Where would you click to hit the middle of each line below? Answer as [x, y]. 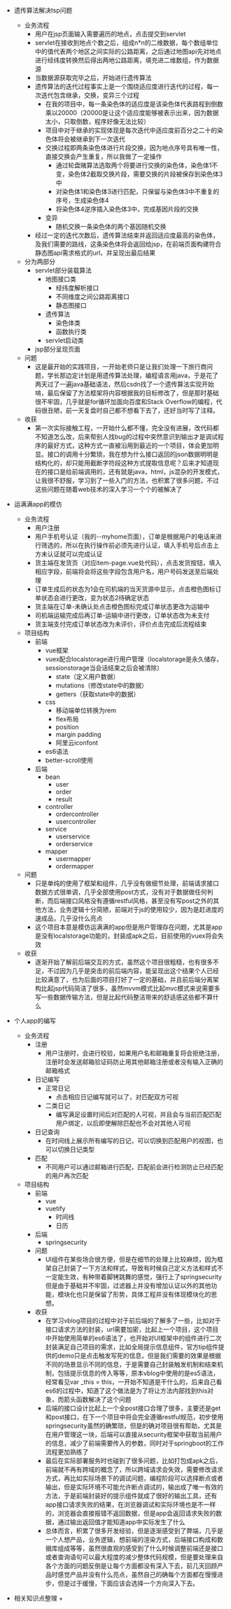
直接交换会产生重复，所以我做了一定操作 [104, 157]
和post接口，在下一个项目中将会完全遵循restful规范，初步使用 [134, 1417]
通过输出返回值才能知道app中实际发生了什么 [121, 1522]
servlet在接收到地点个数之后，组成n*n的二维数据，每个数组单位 [127, 43]
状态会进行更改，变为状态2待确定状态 [95, 598]
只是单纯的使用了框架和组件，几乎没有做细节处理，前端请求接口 [127, 883]
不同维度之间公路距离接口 [92, 297]
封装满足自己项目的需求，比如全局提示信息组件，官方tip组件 [132, 1347]
